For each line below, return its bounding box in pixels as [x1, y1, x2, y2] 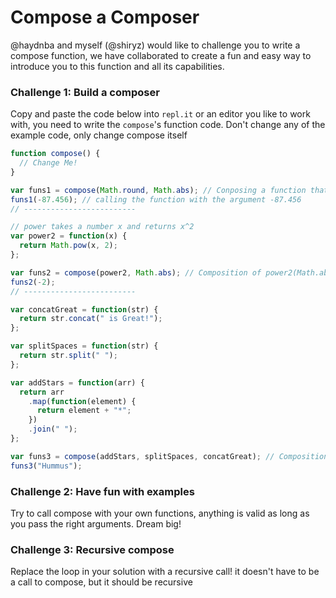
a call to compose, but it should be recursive [10, 576, 193, 588]
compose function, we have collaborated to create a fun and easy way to [10, 49, 312, 61]
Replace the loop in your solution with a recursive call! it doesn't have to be [10, 566, 320, 578]
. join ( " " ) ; [28, 424, 78, 435]
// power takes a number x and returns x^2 [10, 222, 195, 232]
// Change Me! [19, 158, 78, 168]
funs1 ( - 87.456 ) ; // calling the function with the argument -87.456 [10, 194, 302, 205]
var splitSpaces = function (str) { [10, 341, 159, 351]
